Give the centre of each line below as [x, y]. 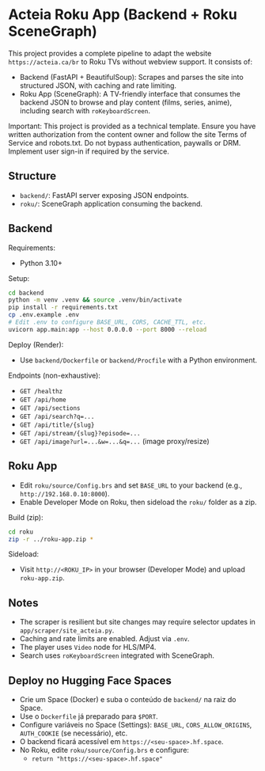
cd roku [21, 532]
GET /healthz [41, 391]
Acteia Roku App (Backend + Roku [123, 15]
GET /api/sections [50, 408]
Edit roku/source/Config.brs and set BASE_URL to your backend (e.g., [131, 485]
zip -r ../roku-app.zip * [51, 539]
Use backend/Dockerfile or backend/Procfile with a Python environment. [138, 360]
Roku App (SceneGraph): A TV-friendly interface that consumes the [130, 93]
